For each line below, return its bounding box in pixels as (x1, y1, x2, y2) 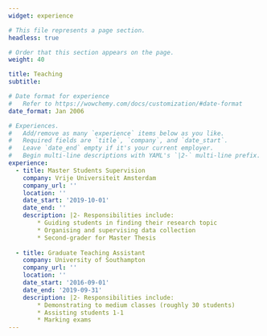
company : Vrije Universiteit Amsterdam (23, 174, 157, 182)
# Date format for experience (8, 92, 110, 100)
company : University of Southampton (23, 256, 146, 264)
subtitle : (8, 78, 42, 86)
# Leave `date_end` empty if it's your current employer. (8, 144, 215, 153)
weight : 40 (8, 55, 45, 64)
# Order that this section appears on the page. (8, 48, 175, 56)
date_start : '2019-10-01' (23, 196, 110, 205)
